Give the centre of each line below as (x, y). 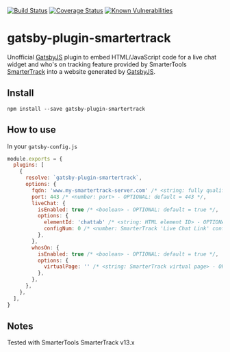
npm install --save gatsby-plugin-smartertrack (76, 109)
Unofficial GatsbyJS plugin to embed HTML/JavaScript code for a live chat (112, 57)
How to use (31, 130)
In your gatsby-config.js (42, 146)
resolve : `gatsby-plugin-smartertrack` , (84, 178)
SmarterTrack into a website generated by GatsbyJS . (81, 71)
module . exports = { (35, 159)
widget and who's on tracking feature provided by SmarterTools (97, 64)
